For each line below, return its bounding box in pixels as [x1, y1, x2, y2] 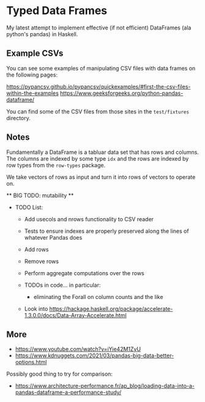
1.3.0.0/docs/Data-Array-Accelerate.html [24, 311, 127, 319]
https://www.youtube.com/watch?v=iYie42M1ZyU [15, 346, 141, 353]
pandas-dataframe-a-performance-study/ [15, 389, 122, 396]
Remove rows [24, 257, 59, 265]
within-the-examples [6, 89, 59, 97]
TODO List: [15, 203, 43, 211]
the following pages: [6, 71, 58, 78]
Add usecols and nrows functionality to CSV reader [24, 215, 154, 222]
